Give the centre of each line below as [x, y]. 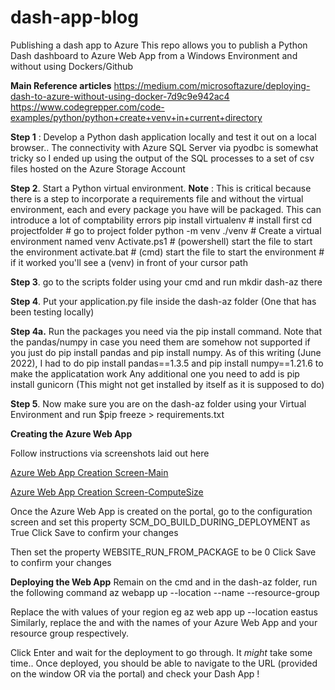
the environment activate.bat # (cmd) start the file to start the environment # [167, 252]
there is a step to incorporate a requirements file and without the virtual [157, 198]
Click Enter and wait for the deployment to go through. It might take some [161, 652]
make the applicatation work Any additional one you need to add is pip [155, 373]
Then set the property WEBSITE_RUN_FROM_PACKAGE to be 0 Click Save [163, 552]
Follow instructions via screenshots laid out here [110, 453]
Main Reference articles [61, 85]
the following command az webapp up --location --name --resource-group [165, 592]
